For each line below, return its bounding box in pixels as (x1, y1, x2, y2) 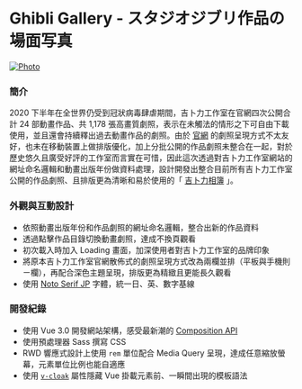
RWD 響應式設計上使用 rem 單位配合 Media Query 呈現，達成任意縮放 (22, 348, 278, 358)
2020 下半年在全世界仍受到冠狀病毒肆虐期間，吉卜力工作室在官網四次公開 (9, 107, 283, 118)
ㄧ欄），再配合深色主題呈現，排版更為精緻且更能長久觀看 (22, 267, 232, 277)
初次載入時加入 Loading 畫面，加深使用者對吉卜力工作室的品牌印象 (22, 244, 270, 255)
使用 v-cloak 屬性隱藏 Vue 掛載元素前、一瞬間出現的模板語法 (22, 370, 248, 381)
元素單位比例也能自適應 (38, 358, 126, 369)
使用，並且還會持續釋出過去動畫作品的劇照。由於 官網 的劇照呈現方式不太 (9, 130, 281, 140)
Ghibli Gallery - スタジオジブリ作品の (9, 8, 285, 29)
